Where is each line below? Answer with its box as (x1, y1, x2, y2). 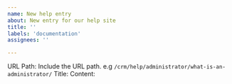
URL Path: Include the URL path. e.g (7, 62, 112, 71)
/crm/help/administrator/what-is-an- (113, 64, 226, 71)
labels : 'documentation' (7, 30, 81, 37)
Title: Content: (53, 70, 96, 78)
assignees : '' (7, 37, 50, 44)
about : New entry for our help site (7, 17, 116, 24)
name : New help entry (7, 10, 72, 18)
